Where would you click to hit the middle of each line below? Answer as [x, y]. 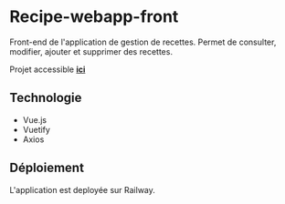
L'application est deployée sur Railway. [82, 189]
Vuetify [36, 129]
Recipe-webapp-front [94, 17]
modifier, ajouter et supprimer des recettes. [91, 51]
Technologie [46, 98]
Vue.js [35, 119]
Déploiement [47, 168]
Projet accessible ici [47, 69]
